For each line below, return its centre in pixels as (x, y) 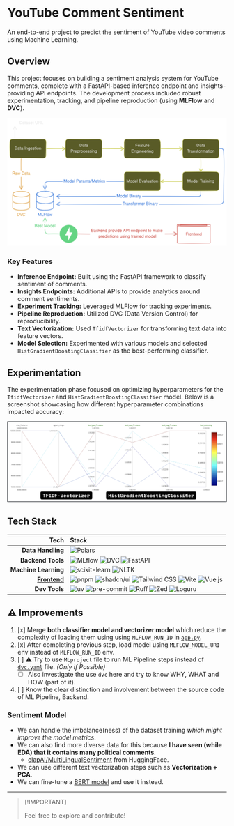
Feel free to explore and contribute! (75, 815)
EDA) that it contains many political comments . (87, 752)
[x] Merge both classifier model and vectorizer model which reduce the (122, 629)
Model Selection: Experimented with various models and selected (112, 344)
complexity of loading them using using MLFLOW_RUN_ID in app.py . (109, 637)
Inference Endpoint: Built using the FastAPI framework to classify (112, 277)
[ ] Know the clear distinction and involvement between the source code (121, 689)
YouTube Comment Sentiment (96, 13)
